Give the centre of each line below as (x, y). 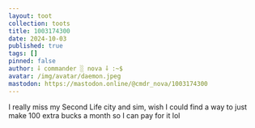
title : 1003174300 (39, 31)
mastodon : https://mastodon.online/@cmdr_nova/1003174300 (108, 83)
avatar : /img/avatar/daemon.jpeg (65, 76)
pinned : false (32, 62)
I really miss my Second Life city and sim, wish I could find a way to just (128, 107)
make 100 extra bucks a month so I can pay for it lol (94, 115)
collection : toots (39, 23)
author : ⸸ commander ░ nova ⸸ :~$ (66, 69)
